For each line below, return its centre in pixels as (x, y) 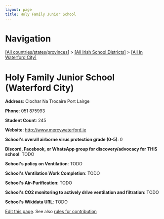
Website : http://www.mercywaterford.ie (46, 130)
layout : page (19, 10)
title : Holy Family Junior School (41, 14)
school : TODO (20, 154)
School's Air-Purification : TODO (39, 183)
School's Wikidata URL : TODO (37, 202)
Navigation (28, 39)
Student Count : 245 (26, 121)
